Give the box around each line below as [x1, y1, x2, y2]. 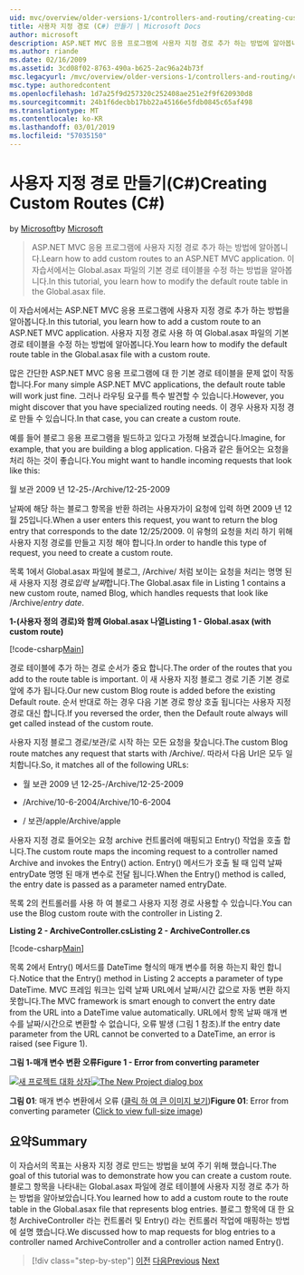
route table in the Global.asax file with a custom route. [9, 348, 211, 359]
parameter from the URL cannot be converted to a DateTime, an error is [9, 1028, 276, 1039]
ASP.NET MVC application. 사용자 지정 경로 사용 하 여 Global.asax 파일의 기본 [9, 327, 290, 338]
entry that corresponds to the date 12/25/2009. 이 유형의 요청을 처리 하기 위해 [9, 525, 293, 536]
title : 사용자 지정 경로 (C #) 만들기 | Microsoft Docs [9, 22, 202, 31]
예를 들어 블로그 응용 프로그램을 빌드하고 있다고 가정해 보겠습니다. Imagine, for [9, 432, 286, 443]
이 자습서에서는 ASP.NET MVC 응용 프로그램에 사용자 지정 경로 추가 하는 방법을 [9, 305, 290, 316]
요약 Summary [9, 1134, 88, 1150]
